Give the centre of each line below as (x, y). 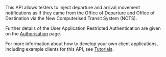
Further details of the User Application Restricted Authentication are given (83, 28)
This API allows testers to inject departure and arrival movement (73, 7)
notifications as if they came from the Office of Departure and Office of (80, 13)
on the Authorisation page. (33, 34)
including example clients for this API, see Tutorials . (60, 49)
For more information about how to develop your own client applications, (82, 44)
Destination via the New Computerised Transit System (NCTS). (71, 18)
